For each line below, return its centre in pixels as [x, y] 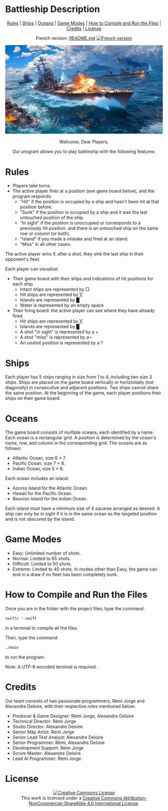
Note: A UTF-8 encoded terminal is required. [51, 667]
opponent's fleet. [23, 259]
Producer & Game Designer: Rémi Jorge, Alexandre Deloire [73, 716]
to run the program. [25, 657]
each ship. [23, 284]
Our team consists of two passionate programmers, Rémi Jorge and [75, 701]
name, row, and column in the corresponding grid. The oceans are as [76, 443]
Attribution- [135, 798]
